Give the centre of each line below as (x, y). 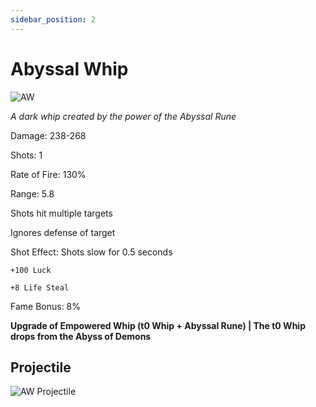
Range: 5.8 (32, 193)
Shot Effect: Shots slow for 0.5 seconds (91, 252)
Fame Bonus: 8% (46, 306)
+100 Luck (31, 270)
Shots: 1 (26, 155)
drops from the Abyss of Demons (81, 336)
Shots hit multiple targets (61, 213)
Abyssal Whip (69, 68)
